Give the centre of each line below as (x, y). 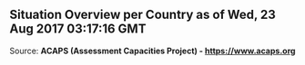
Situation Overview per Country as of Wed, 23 (142, 15)
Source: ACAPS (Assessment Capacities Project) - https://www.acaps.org (152, 51)
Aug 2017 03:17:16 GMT (78, 29)
